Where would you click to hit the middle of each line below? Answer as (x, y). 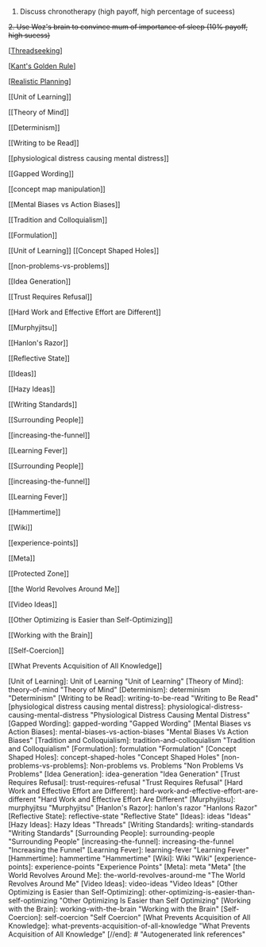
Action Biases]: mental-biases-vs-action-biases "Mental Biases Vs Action (128, 732)
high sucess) (29, 35)
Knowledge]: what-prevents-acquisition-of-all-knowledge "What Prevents (129, 926)
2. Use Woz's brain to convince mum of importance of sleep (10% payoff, (128, 27)
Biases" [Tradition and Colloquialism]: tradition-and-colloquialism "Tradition (132, 740)
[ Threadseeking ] (35, 50)
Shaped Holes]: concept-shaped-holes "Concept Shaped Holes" (114, 757)
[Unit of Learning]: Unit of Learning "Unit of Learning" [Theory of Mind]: (126, 681)
